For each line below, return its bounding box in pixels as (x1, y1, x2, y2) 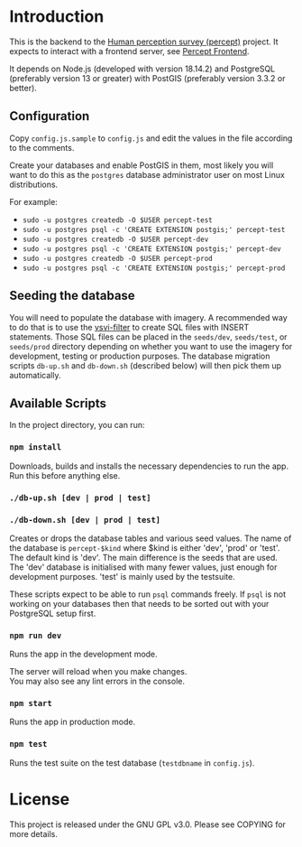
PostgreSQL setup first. (9, 608, 96, 619)
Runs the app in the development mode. (9, 648, 158, 660)
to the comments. (9, 142, 75, 153)
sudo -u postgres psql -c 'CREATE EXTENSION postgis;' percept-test (22, 225, 286, 234)
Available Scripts (9, 396, 106, 411)
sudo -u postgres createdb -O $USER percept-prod (22, 254, 214, 263)
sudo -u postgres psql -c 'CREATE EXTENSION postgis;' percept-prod (22, 264, 286, 273)
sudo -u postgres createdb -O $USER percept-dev (22, 235, 209, 244)
